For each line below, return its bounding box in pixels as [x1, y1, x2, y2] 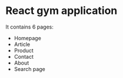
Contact [14, 53, 34, 60]
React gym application [5, 4, 118, 17]
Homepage [14, 34, 42, 41]
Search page [14, 65, 45, 72]
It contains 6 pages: [5, 23, 54, 30]
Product [14, 47, 34, 54]
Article [14, 41, 31, 48]
